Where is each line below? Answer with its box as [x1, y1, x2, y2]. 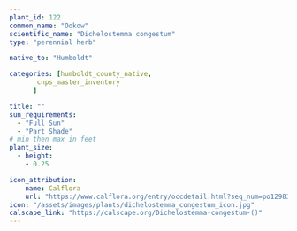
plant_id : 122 [9, 12, 62, 22]
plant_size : [9, 143, 53, 152]
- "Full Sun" [17, 119, 65, 127]
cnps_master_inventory [36, 78, 121, 87]
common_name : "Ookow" [9, 21, 89, 30]
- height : [17, 151, 53, 160]
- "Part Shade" [17, 127, 73, 135]
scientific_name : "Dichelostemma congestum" [9, 29, 176, 38]
